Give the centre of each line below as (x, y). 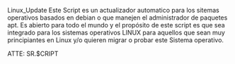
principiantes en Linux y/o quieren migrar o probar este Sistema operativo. (116, 40)
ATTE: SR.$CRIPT (33, 53)
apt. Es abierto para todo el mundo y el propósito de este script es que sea (116, 25)
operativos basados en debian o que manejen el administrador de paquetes (117, 18)
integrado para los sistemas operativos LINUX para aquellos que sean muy (116, 32)
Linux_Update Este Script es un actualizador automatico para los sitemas (113, 10)
